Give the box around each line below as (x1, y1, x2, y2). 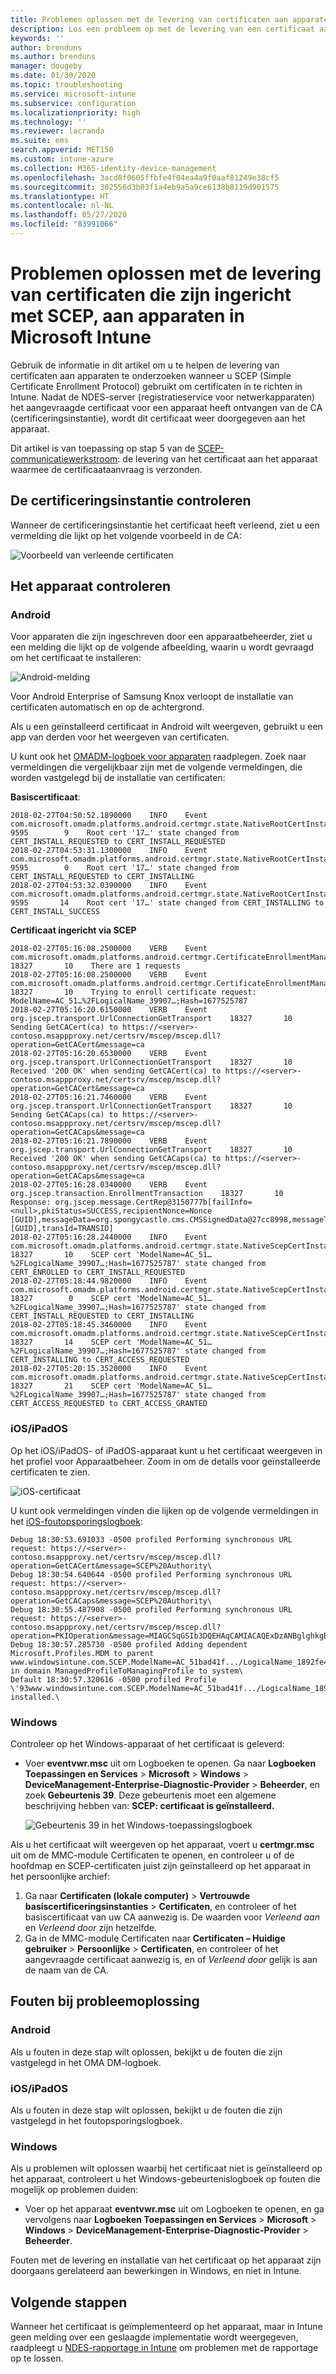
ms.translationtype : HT (10, 191, 110, 201)
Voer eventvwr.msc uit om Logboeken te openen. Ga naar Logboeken (24, 1757, 317, 1769)
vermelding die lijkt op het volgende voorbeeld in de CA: (10, 529, 242, 541)
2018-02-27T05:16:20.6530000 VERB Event (10, 1049, 208, 1059)
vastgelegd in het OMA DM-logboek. (10, 2056, 162, 2068)
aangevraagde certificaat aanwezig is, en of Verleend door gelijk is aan (24, 1953, 318, 1965)
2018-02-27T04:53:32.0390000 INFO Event (10, 881, 208, 891)
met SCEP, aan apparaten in (10, 305, 246, 328)
